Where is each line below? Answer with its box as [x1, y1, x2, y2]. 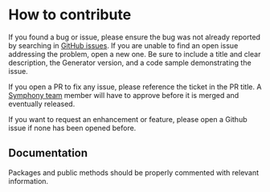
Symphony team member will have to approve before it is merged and [8, 90, 239, 100]
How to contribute [8, 6, 132, 24]
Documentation [8, 146, 88, 160]
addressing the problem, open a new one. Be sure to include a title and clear [8, 49, 261, 59]
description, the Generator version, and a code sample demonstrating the [8, 58, 252, 67]
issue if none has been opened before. [8, 123, 137, 133]
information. [8, 176, 49, 186]
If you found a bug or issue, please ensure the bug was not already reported [8, 32, 261, 42]
